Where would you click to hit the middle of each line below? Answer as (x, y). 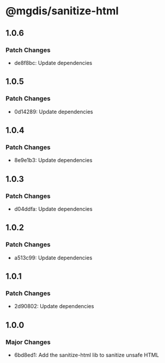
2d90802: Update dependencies (54, 306)
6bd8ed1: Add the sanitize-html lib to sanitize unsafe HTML (87, 355)
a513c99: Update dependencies (53, 257)
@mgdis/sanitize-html (62, 11)
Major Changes (28, 342)
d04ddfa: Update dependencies (53, 209)
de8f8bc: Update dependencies (53, 63)
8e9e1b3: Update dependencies (53, 160)
